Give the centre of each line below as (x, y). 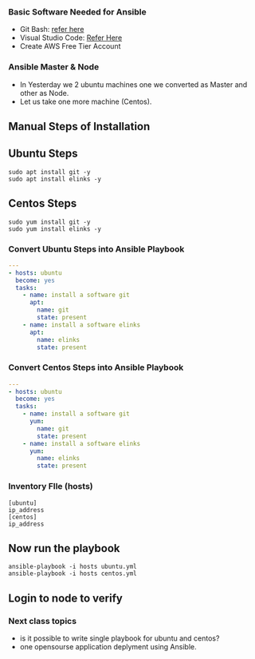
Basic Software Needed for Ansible (78, 12)
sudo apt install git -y (49, 172)
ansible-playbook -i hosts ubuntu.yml (73, 567)
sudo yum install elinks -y (55, 229)
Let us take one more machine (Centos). (86, 101)
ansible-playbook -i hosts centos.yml (73, 574)
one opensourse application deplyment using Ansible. (108, 647)
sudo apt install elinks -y (55, 179)
